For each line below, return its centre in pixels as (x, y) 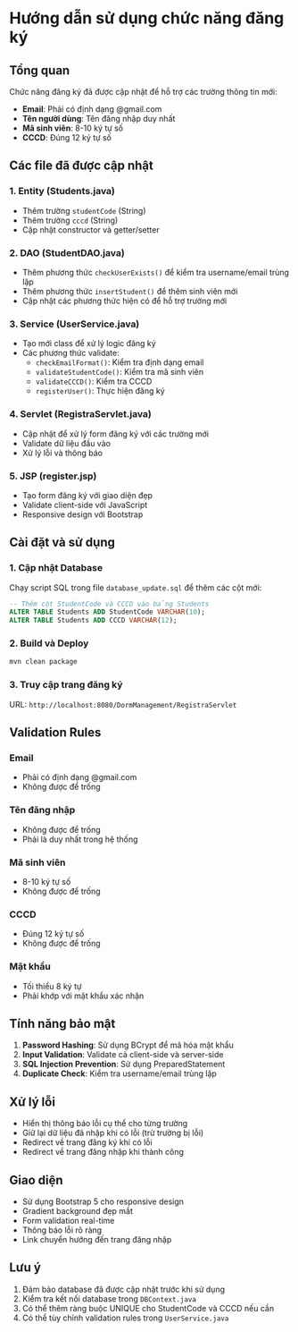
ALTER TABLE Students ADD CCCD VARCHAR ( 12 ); (93, 621)
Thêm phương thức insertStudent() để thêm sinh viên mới (130, 291)
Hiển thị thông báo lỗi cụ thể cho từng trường (105, 1124)
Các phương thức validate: (70, 353)
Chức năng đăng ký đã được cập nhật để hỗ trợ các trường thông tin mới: (144, 92)
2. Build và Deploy (49, 643)
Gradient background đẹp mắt (78, 1210)
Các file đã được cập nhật (81, 166)
